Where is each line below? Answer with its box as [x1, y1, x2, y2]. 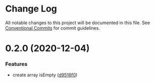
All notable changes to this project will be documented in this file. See [5, 20, 150, 26]
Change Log [5, 3, 57, 15]
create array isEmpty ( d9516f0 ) [12, 72, 78, 78]
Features [5, 61, 28, 68]
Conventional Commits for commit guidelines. [5, 25, 100, 31]
